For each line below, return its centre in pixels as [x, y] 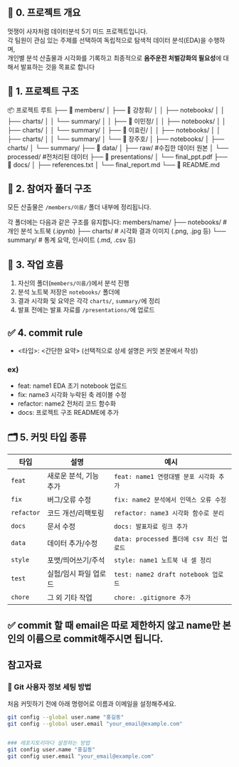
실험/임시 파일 [69, 573]
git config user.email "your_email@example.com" [81, 756]
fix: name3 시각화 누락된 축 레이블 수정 [72, 395]
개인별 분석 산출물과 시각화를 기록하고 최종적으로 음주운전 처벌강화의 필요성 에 [115, 58]
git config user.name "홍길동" [52, 749]
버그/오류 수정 [69, 500]
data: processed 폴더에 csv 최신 [166, 539]
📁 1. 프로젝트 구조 [43, 91]
